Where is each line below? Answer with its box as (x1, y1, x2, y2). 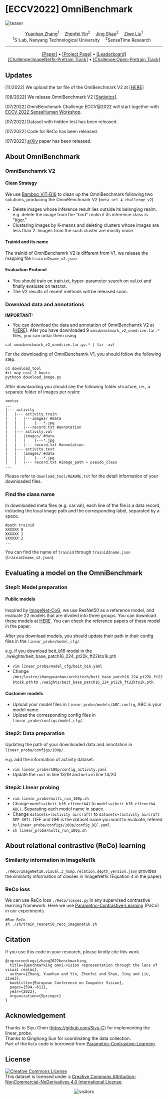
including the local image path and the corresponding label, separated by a (5, 507, 160, 513)
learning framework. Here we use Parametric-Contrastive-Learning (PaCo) (5, 902, 159, 908)
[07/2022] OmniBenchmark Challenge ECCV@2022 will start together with (5, 104, 159, 110)
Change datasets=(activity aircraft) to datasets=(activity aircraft (12, 811, 160, 817)
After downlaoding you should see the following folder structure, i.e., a (5, 384, 150, 390)
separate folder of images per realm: (5, 389, 81, 395)
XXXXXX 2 (5, 535, 23, 541)
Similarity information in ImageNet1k (5, 857, 96, 864)
